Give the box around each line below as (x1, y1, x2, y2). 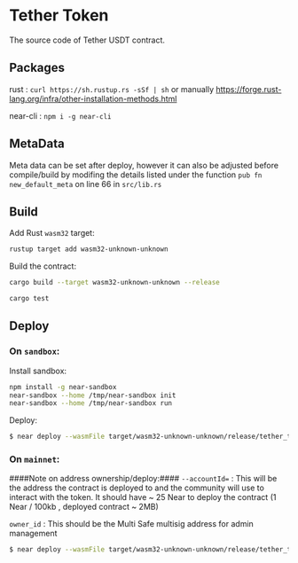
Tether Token (9, 5, 109, 26)
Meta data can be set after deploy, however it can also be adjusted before (9, 160, 279, 170)
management (9, 528, 58, 539)
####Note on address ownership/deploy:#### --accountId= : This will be (9, 473, 278, 484)
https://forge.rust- (216, 83, 282, 94)
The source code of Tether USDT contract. (9, 35, 166, 45)
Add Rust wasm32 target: (9, 228, 95, 238)
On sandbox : (9, 345, 60, 357)
